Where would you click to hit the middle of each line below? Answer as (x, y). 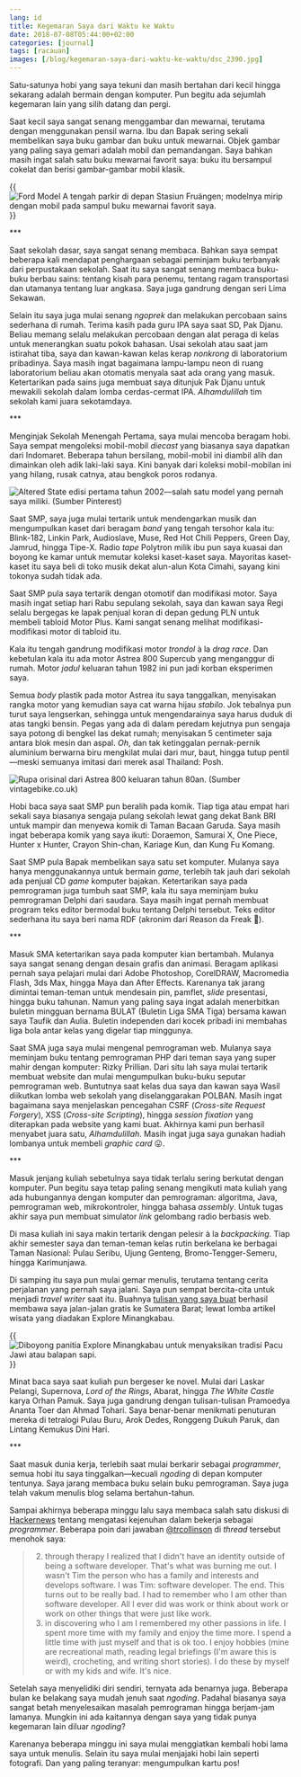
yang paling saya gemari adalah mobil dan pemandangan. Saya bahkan (141, 150)
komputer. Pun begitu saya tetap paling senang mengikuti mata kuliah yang (148, 1188)
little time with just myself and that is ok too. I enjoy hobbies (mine (167, 1642)
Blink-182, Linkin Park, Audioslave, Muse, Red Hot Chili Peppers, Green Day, (150, 538)
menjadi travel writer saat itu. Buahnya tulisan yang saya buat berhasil (138, 1299)
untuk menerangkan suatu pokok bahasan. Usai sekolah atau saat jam (139, 344)
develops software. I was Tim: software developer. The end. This (164, 1585)
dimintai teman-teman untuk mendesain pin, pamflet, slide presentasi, (138, 992)
